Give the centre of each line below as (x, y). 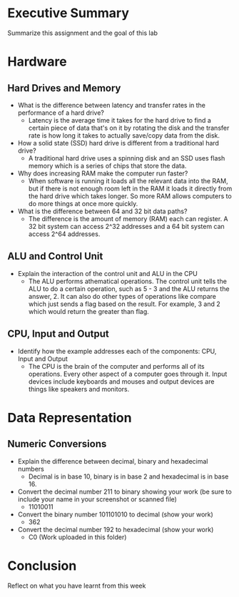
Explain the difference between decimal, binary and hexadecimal (113, 461)
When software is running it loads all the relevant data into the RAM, (128, 180)
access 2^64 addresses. (64, 234)
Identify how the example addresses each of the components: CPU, (117, 351)
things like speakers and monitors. (79, 389)
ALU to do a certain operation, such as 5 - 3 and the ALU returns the (129, 289)
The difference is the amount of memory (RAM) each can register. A (128, 218)
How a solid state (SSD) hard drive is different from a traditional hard (118, 143)
